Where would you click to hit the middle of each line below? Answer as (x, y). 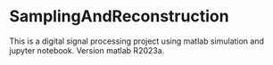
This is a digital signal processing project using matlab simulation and (137, 41)
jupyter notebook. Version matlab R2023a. (87, 50)
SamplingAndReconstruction (119, 16)
